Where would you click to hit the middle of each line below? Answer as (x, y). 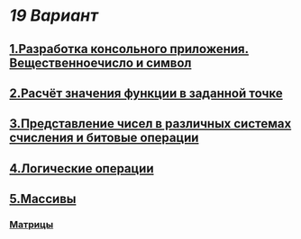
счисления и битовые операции (104, 138)
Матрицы (32, 225)
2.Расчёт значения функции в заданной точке (146, 93)
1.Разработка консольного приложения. (129, 49)
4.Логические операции (82, 168)
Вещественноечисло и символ (100, 62)
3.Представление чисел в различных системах (150, 124)
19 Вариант (54, 16)
